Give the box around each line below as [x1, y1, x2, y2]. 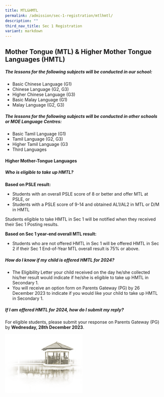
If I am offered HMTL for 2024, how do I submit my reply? [5, 307, 124, 312]
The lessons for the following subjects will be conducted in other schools [5, 113, 158, 119]
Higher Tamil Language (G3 [12, 142, 68, 147]
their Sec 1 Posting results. [5, 222, 59, 227]
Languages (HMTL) [5, 55, 65, 63]
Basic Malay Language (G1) [12, 97, 68, 103]
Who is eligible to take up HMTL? [5, 169, 74, 175]
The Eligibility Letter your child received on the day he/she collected [12, 269, 150, 275]
